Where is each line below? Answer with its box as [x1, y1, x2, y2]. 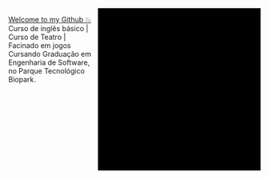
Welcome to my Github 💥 [8, 15, 92, 24]
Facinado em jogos [8, 41, 71, 50]
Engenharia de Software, [8, 58, 90, 67]
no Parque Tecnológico [8, 66, 86, 75]
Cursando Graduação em [8, 50, 92, 58]
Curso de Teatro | [8, 32, 66, 42]
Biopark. [8, 75, 36, 84]
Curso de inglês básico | [8, 24, 89, 33]
